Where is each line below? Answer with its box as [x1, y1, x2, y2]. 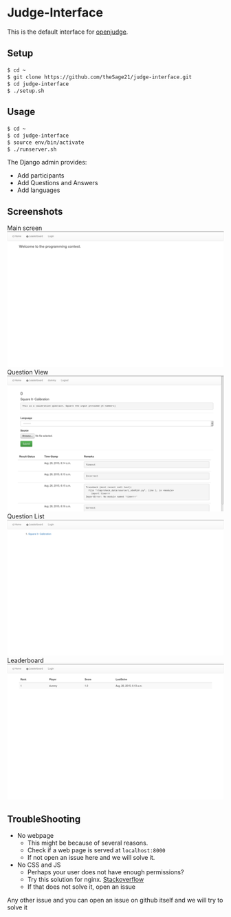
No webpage [16, 832, 54, 840]
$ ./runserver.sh [7, 146, 57, 153]
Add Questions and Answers [16, 178, 98, 187]
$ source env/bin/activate [7, 139, 85, 146]
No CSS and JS [16, 861, 61, 869]
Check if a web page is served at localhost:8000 [27, 846, 166, 854]
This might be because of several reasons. [27, 839, 148, 847]
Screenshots [7, 205, 63, 218]
